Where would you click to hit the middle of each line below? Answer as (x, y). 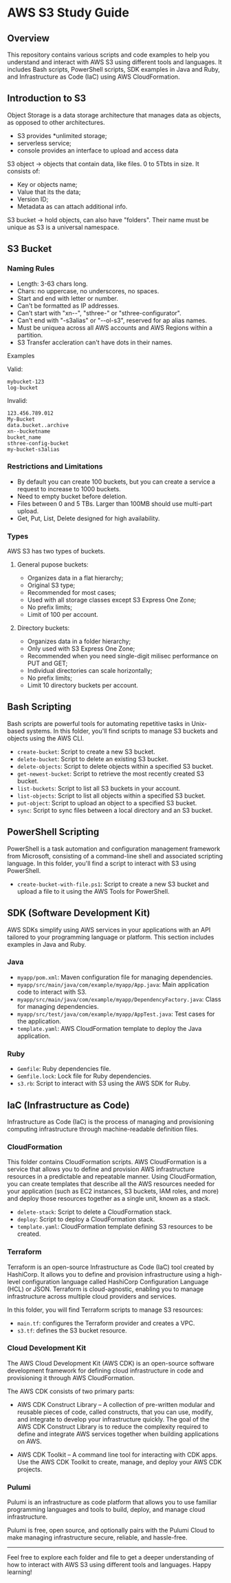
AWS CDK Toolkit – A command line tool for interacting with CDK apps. (117, 1455)
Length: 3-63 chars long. (52, 284)
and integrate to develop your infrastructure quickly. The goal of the (113, 1419)
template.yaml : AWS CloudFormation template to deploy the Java (109, 1028)
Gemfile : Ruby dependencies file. (64, 1069)
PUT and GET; (47, 663)
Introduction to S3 (47, 98)
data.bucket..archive (38, 425)
